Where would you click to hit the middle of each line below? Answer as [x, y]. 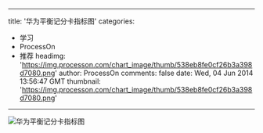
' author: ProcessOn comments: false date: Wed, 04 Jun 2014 [154, 73]
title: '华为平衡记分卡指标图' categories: [72, 21]
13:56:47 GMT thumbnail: [60, 81]
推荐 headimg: [43, 56]
